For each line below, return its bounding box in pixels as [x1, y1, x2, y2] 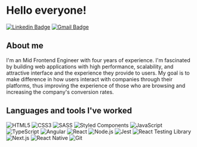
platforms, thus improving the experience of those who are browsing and [6, 82, 186, 89]
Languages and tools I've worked [6, 106, 133, 116]
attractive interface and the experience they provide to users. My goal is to [6, 69, 190, 76]
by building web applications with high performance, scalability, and [6, 63, 174, 70]
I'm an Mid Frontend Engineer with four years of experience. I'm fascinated [6, 56, 191, 63]
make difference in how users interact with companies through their [6, 75, 173, 82]
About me [6, 41, 44, 51]
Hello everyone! [6, 4, 87, 17]
